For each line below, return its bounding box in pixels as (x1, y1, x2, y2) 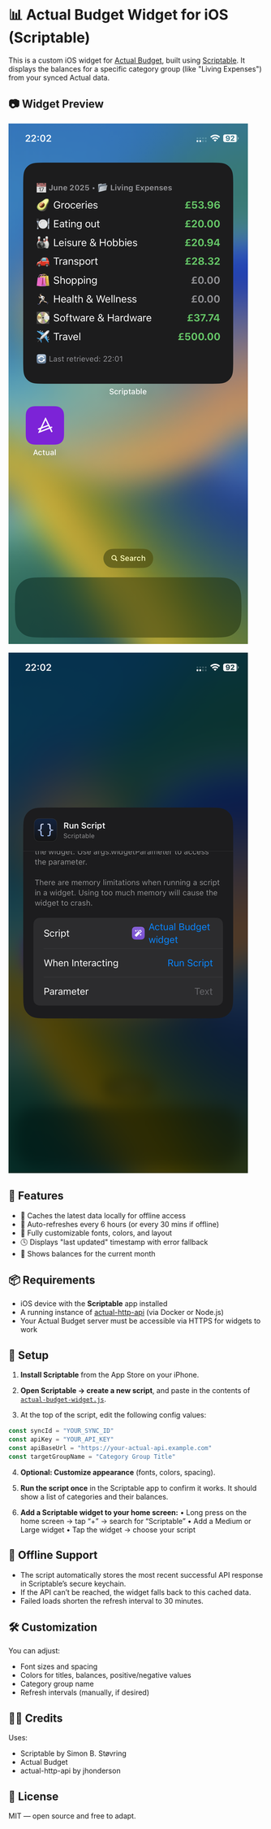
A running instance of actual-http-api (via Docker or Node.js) (19, 1308, 225, 1317)
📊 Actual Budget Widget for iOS (8, 6, 229, 24)
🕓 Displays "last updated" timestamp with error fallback (19, 1237, 209, 1247)
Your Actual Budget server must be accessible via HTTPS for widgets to (19, 1316, 261, 1326)
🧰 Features (8, 1189, 64, 1203)
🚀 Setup (8, 1348, 49, 1362)
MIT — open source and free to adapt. (8, 1810, 136, 1821)
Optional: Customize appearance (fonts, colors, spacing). (19, 1467, 216, 1477)
